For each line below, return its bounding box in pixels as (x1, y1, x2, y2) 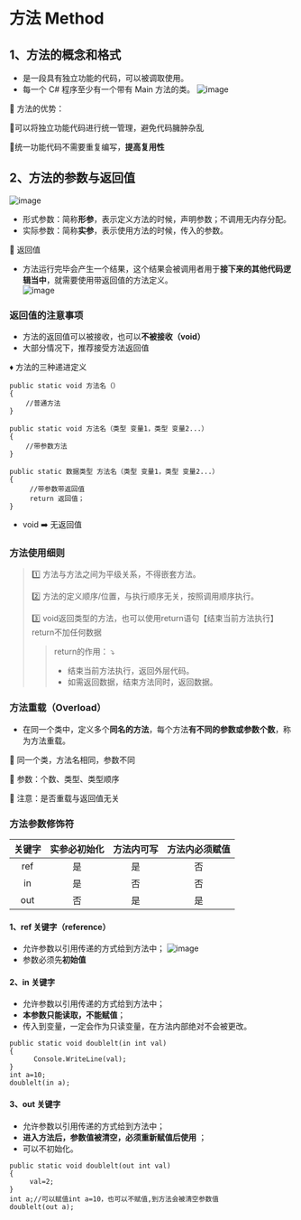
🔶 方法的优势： (9, 103, 65, 114)
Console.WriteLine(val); (32, 1055, 127, 1064)
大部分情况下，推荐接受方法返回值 (22, 342, 150, 353)
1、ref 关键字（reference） (9, 921, 111, 932)
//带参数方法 (25, 442, 68, 452)
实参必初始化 (50, 843, 105, 855)
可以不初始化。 (22, 1143, 78, 1154)
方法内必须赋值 (167, 843, 232, 855)
